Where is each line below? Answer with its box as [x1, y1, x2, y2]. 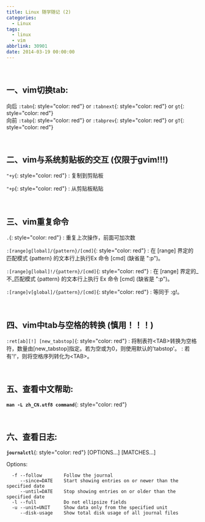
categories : [6, 15, 37, 21]
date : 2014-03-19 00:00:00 [6, 49, 75, 55]
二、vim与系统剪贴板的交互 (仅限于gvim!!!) [6, 154, 169, 165]
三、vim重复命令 [6, 216, 69, 227]
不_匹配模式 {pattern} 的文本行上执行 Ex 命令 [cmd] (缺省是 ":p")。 [6, 275, 173, 282]
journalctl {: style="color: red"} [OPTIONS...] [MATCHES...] [6, 448, 156, 456]
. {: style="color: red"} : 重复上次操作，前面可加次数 [6, 234, 136, 241]
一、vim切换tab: [6, 85, 68, 96]
